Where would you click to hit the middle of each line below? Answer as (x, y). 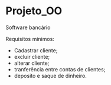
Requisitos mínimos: (30, 39)
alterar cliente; (32, 63)
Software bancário (28, 27)
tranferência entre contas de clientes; (60, 69)
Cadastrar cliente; (36, 50)
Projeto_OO (34, 11)
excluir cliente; (32, 56)
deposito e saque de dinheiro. (50, 75)
